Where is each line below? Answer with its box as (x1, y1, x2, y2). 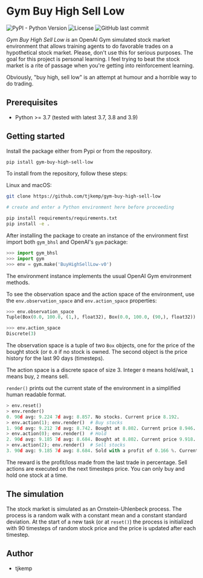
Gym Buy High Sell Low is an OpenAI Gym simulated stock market (6, 36, 170, 43)
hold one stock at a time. (6, 471, 68, 479)
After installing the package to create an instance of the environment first (6, 231, 188, 239)
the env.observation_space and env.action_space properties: (6, 297, 157, 304)
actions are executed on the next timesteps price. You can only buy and (6, 465, 185, 472)
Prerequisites (6, 98, 58, 108)
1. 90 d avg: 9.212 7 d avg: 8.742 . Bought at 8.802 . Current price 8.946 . (6, 425, 196, 431)
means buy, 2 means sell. (6, 373, 69, 380)
